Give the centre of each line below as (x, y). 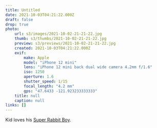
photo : (12, 29)
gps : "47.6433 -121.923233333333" (61, 91)
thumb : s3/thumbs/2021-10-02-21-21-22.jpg (61, 39)
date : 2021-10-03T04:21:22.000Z (40, 15)
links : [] (16, 105)
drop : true (17, 24)
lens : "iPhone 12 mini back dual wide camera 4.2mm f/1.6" (88, 67)
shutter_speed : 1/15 (46, 81)
